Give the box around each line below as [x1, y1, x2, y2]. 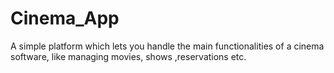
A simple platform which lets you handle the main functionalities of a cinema [10, 40, 325, 52]
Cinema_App [10, 7, 120, 30]
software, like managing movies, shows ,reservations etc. [10, 50, 247, 62]
